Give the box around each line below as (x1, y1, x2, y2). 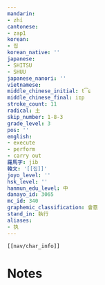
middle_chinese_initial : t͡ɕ (7, 88, 91, 95)
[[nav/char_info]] (7, 243, 60, 250)
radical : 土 (7, 107, 41, 114)
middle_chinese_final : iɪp (7, 95, 85, 101)
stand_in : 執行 (7, 211, 49, 218)
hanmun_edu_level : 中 (7, 185, 68, 192)
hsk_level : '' (7, 178, 48, 185)
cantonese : (7, 23, 39, 30)
